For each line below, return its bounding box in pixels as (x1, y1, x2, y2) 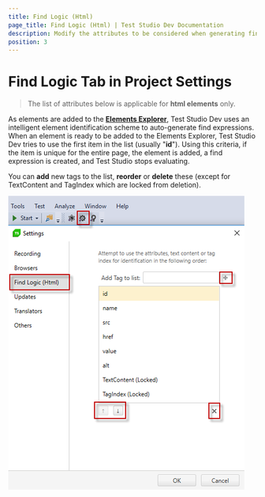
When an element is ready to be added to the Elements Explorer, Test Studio (8, 131, 256, 141)
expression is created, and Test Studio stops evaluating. (8, 157, 190, 166)
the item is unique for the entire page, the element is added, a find (8, 148, 223, 157)
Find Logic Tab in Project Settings (8, 73, 233, 91)
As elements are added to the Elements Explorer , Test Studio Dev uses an (8, 115, 250, 124)
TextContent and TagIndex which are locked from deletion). (8, 180, 201, 190)
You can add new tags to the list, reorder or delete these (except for (8, 172, 231, 181)
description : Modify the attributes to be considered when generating (8, 29, 245, 37)
